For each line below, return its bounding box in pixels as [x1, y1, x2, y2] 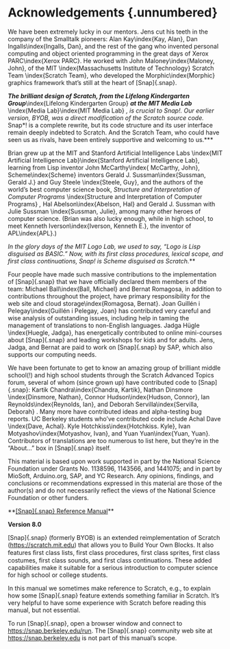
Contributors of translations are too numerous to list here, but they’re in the [8, 436, 220, 445]
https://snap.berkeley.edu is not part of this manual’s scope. [8, 633, 177, 642]
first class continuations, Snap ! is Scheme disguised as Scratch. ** [8, 257, 196, 265]
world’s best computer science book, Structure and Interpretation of [8, 185, 201, 193]
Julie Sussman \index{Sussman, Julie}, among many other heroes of [8, 207, 201, 215]
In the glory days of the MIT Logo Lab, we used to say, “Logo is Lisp [8, 242, 201, 250]
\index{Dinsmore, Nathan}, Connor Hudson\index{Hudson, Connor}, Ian [8, 392, 210, 401]
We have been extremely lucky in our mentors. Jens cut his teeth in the [8, 27, 208, 36]
